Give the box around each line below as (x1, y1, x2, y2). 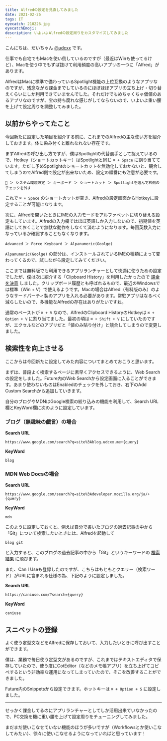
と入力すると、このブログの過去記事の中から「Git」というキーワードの (5, 550, 150, 556)
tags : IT (5, 16, 23, 21)
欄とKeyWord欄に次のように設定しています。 (5, 404, 97, 410)
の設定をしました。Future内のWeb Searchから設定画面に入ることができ (5, 375, 153, 381)
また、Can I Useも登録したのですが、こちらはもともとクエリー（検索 (5, 566, 147, 572)
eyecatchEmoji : (5, 26, 37, 31)
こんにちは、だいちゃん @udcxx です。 (5, 45, 85, 50)
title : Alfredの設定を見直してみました (5, 7, 79, 12)
